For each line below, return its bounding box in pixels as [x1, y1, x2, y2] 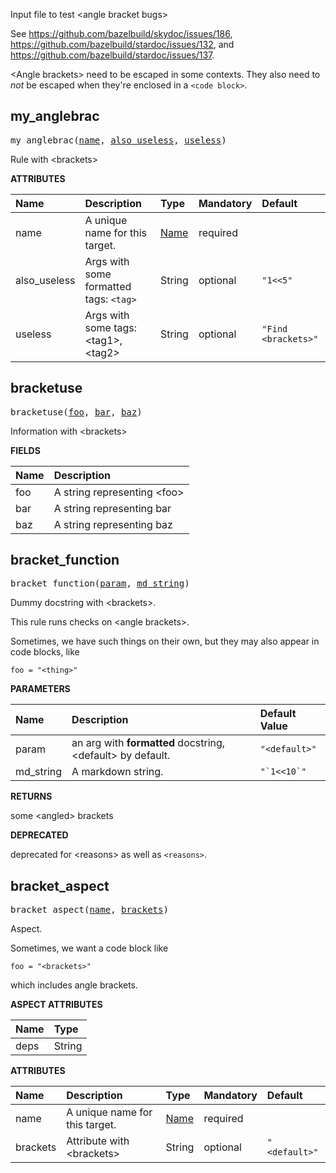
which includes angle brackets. [10, 979, 139, 991]
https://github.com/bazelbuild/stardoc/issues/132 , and [10, 39, 235, 50]
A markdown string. [71, 765, 164, 779]
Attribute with [66, 1134, 130, 1148]
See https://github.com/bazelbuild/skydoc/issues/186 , [10, 28, 233, 39]
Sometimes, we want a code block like [10, 942, 169, 954]
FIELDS [10, 444, 41, 456]
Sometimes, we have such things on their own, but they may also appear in [10, 635, 320, 648]
